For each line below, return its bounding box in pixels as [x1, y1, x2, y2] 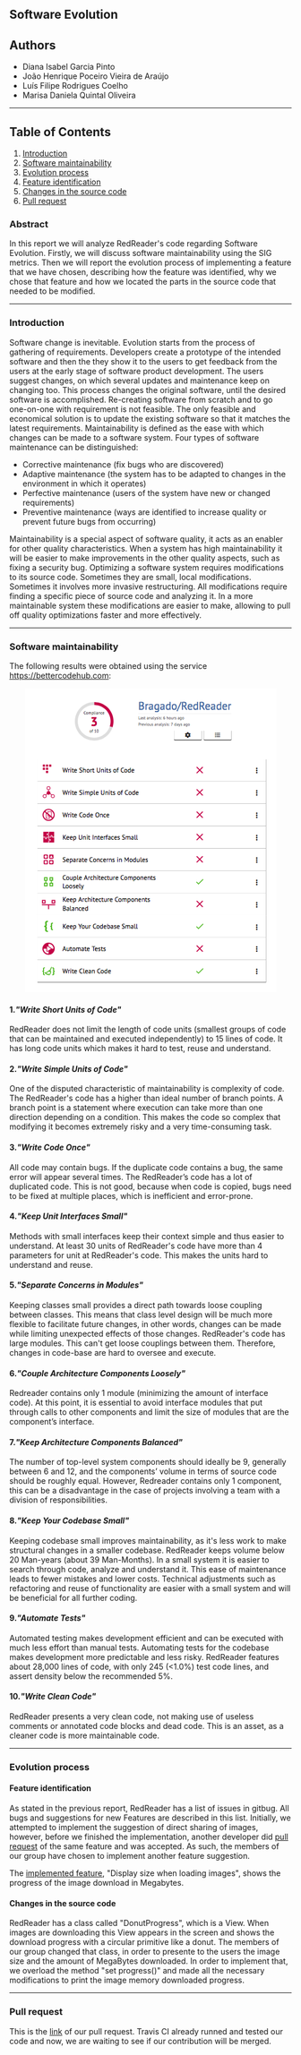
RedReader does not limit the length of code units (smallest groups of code [9, 1024, 287, 1035]
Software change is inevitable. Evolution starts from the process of [9, 337, 255, 347]
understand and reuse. [9, 1259, 93, 1270]
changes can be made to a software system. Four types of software [9, 432, 260, 442]
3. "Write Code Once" [9, 1142, 91, 1152]
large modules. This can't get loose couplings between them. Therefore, [9, 1338, 276, 1349]
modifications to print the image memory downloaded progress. [9, 1974, 245, 1986]
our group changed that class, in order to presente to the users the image [9, 1947, 280, 1957]
